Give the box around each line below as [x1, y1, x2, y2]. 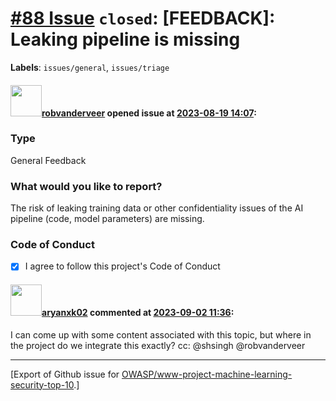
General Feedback [10, 154, 87, 166]
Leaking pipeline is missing [10, 28, 241, 51]
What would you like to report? [10, 179, 163, 193]
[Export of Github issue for [10, 368, 120, 380]
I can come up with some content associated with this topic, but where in [10, 328, 312, 341]
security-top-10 [10, 378, 75, 391]
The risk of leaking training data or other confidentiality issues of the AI [10, 202, 304, 214]
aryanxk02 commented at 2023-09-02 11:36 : [41, 307, 235, 319]
